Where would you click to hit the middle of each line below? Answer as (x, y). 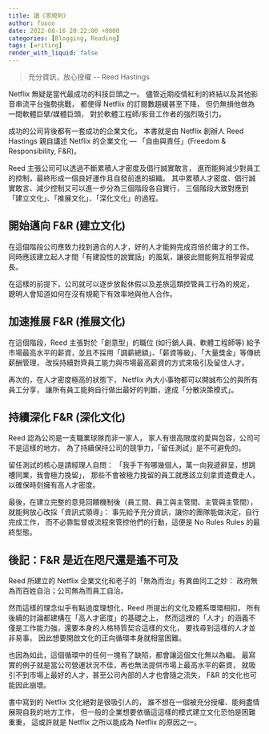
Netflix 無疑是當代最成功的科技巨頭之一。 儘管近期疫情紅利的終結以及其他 (130, 94)
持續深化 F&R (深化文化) (67, 418)
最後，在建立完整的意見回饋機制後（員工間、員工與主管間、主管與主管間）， (133, 502)
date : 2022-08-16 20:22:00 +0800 (64, 30)
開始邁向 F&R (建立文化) (67, 226)
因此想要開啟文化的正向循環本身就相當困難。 (112, 638)
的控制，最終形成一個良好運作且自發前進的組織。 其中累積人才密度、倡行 (128, 178)
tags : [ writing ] (35, 46)
